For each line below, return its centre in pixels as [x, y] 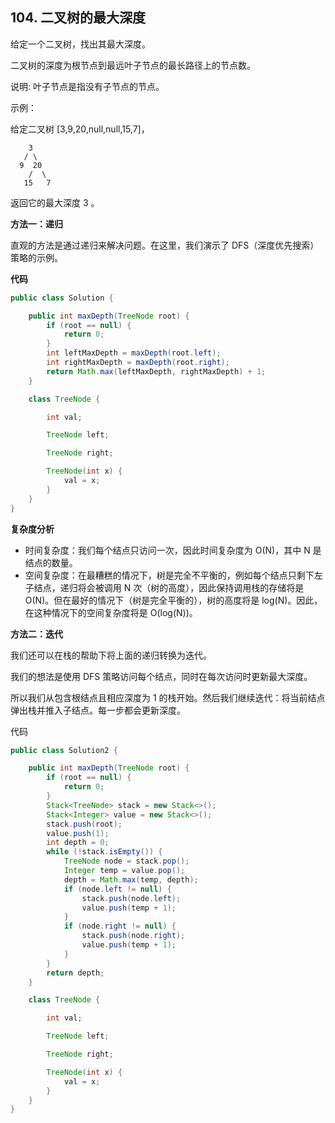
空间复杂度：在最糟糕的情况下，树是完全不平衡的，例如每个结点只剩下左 [173, 575]
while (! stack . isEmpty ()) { [104, 852]
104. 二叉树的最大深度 [78, 18]
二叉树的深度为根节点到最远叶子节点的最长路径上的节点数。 [133, 65]
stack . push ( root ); [84, 824]
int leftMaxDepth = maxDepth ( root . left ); [134, 353]
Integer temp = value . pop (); [124, 871]
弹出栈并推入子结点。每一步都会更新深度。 [98, 710]
